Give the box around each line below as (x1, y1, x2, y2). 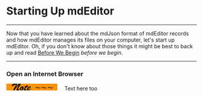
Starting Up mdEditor (6, 4, 115, 18)
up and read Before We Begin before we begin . (6, 49, 123, 56)
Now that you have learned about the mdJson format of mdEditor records (6, 30, 189, 37)
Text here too (64, 85, 98, 92)
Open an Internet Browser (6, 69, 83, 78)
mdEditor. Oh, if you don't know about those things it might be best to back (6, 42, 193, 49)
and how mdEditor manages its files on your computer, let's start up (6, 36, 175, 43)
